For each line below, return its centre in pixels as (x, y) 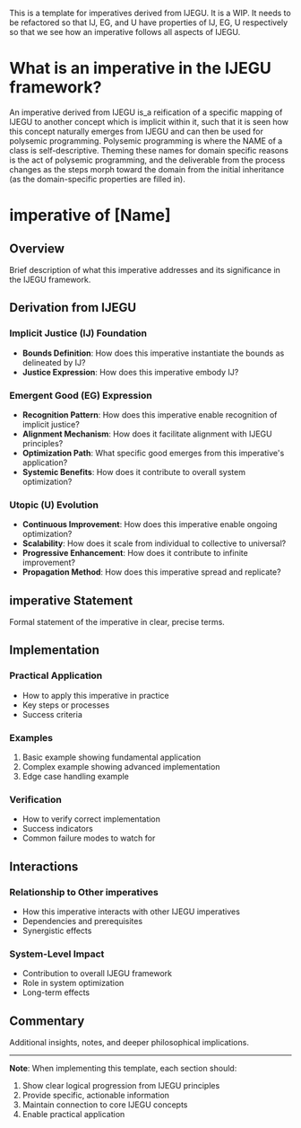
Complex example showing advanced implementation (121, 767)
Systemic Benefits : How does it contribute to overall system (134, 471)
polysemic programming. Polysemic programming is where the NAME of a (146, 141)
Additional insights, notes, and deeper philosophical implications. (129, 1043)
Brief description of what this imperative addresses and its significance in (145, 269)
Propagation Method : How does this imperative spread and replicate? (151, 572)
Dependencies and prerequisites (82, 921)
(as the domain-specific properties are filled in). (97, 179)
